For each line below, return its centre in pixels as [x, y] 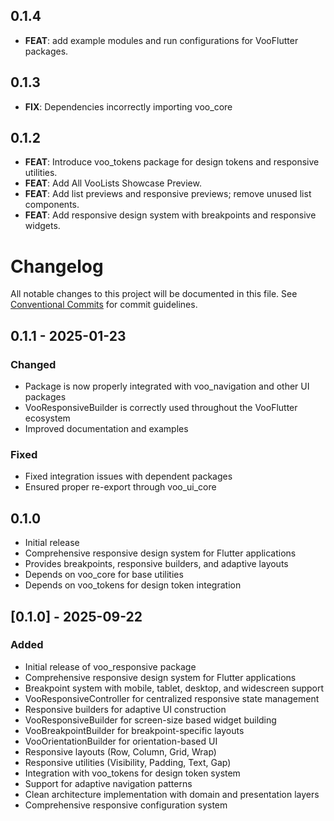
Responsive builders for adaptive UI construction [125, 709]
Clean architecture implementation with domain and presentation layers [172, 794]
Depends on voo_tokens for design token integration [133, 585]
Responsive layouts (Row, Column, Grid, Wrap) [120, 751]
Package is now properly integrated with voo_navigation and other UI [167, 386]
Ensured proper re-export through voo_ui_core [120, 487]
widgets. [42, 226]
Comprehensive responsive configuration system [126, 805]
